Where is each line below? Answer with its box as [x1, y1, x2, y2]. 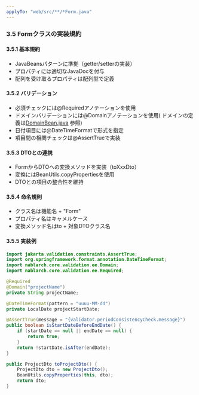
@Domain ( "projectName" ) [6, 284, 66, 290]
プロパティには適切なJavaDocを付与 [14, 67, 105, 75]
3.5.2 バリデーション [6, 90, 58, 97]
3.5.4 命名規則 [6, 193, 42, 200]
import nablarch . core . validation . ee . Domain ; [6, 262, 119, 268]
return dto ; [17, 378, 47, 384]
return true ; [27, 333, 60, 340]
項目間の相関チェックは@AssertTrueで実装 [14, 134, 121, 141]
